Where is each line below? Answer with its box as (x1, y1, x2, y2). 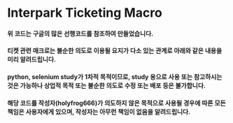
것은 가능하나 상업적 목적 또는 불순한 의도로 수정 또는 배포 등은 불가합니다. (7, 81, 206, 89)
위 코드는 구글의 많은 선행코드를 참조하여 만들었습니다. (7, 29, 154, 38)
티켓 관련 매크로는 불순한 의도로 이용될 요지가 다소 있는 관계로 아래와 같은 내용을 (7, 47, 223, 55)
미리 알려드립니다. (7, 55, 57, 64)
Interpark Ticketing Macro (7, 5, 162, 21)
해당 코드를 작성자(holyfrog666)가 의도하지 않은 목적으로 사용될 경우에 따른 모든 (7, 99, 226, 107)
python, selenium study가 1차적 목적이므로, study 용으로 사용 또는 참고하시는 (7, 72, 223, 81)
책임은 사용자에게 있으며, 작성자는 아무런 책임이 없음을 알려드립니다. (7, 107, 191, 116)
